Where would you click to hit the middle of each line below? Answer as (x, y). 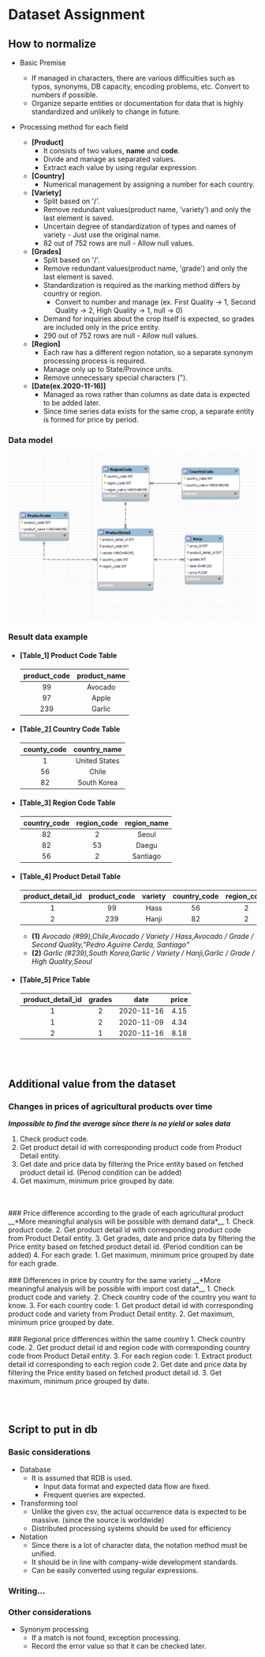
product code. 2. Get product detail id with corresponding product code (125, 1230)
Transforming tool (49, 1503)
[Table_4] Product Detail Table (70, 876)
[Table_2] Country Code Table (70, 729)
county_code (45, 749)
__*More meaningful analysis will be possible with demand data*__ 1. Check (131, 1222)
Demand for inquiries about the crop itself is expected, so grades (149, 319)
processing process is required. (95, 361)
